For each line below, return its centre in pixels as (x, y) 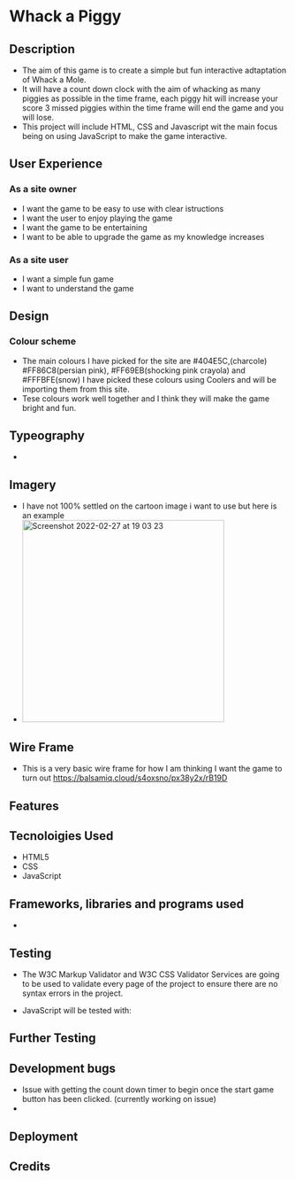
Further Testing (53, 1038)
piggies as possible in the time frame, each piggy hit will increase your (150, 98)
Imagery (33, 485)
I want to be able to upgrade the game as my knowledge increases (143, 237)
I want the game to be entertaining (84, 227)
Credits (30, 1166)
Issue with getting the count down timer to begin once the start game (148, 1090)
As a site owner (43, 190)
